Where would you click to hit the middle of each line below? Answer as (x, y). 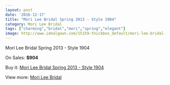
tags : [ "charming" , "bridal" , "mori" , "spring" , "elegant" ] (65, 29)
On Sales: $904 (22, 58)
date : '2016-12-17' (26, 15)
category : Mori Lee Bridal (34, 24)
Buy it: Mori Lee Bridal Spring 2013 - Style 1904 (55, 67)
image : (12, 33)
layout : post (19, 10)
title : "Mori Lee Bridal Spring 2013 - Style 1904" (61, 19)
